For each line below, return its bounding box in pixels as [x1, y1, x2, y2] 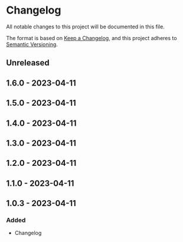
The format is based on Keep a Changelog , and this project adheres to [6, 34, 177, 41]
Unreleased [6, 58, 50, 68]
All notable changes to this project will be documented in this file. [6, 23, 165, 30]
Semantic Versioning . [6, 41, 58, 48]
